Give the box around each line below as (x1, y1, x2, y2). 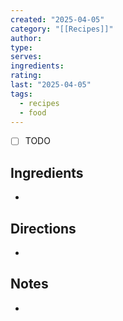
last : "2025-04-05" (10, 80, 92, 90)
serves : (10, 52, 43, 62)
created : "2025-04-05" (10, 14, 105, 25)
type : (10, 42, 33, 53)
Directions (10, 220, 77, 237)
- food (19, 107, 47, 118)
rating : (10, 71, 43, 81)
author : (10, 33, 43, 43)
